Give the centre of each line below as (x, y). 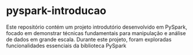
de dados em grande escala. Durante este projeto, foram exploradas (89, 39)
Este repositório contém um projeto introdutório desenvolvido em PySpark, (96, 27)
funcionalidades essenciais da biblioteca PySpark (66, 46)
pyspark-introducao (56, 11)
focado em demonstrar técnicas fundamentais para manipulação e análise (96, 33)
